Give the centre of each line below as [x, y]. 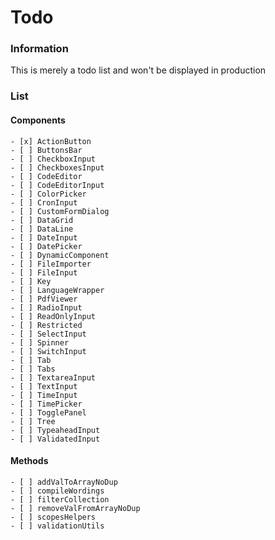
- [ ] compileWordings [57, 491]
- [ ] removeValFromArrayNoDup [75, 508]
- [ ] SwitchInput [48, 351]
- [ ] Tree [33, 421]
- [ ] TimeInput [44, 395]
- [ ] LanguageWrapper [57, 290]
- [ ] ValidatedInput [55, 439]
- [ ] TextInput [44, 386]
